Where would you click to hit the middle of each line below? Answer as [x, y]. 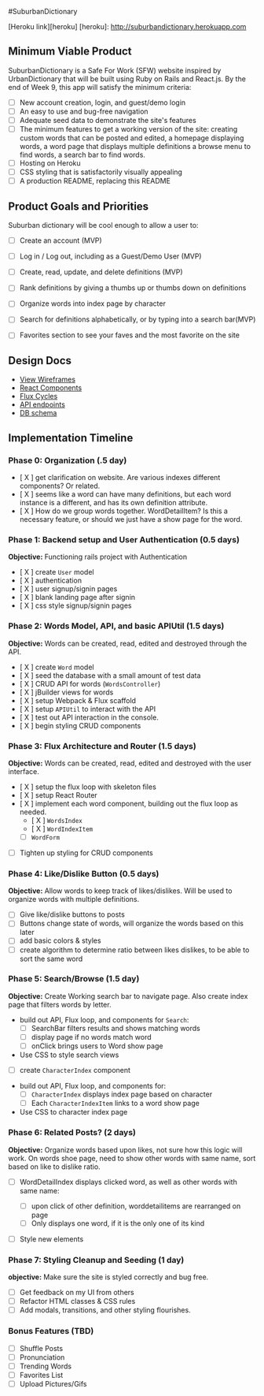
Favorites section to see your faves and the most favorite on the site [129, 335]
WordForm [46, 838]
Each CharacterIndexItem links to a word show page [115, 1104]
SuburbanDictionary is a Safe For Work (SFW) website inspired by [115, 70]
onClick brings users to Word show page [97, 1046]
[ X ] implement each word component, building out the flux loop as [128, 803]
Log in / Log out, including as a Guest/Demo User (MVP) [110, 256]
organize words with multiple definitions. [74, 899]
